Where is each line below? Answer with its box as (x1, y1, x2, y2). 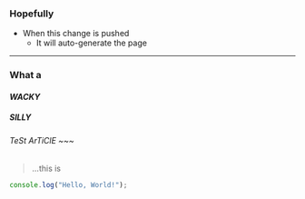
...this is (31, 163, 62, 174)
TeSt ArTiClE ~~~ (9, 134, 74, 145)
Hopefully (9, 7, 54, 20)
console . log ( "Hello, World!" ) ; (9, 181, 128, 190)
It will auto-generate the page (35, 37, 148, 48)
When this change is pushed (22, 28, 130, 39)
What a (9, 69, 43, 82)
